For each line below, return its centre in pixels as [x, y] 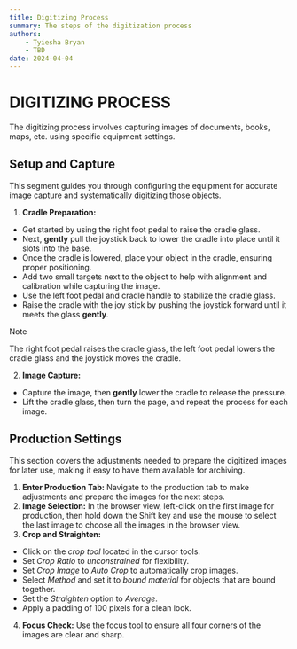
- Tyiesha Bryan [55, 42]
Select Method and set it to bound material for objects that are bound [149, 579]
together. [39, 589]
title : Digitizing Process [59, 17]
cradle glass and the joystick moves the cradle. [95, 358]
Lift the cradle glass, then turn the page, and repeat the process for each [155, 402]
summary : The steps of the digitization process [101, 26]
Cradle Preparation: [59, 212]
